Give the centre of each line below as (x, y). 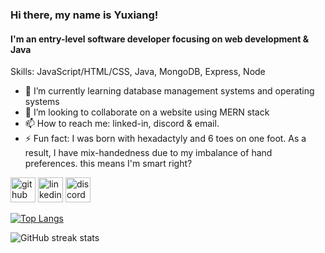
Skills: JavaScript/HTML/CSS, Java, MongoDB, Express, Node (138, 72)
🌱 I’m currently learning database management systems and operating (169, 91)
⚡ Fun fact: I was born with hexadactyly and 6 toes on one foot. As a (165, 139)
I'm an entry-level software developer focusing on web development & (160, 39)
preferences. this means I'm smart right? (108, 164)
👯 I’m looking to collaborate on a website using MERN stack (147, 112)
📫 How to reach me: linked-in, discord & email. (122, 124)
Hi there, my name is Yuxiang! (84, 15)
